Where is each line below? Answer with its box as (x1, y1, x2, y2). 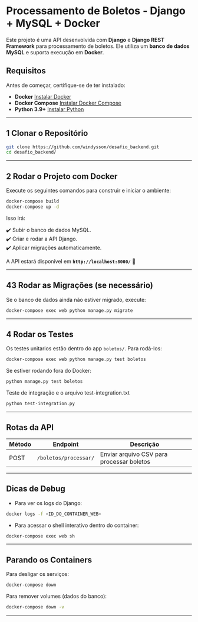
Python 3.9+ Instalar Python (14, 105, 84, 113)
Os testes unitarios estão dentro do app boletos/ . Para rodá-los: (6, 345, 162, 352)
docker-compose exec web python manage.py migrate (6, 307, 133, 314)
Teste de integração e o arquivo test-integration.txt (6, 389, 130, 396)
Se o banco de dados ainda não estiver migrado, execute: (6, 296, 146, 303)
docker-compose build (6, 198, 60, 204)
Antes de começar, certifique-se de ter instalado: (6, 82, 126, 89)
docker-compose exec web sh (6, 533, 75, 539)
